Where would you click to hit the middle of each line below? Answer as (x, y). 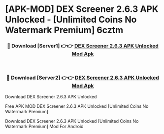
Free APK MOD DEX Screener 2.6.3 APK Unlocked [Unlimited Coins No (77, 106)
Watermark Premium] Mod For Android (44, 126)
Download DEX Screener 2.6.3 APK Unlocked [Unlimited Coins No (72, 121)
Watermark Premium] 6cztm (64, 30)
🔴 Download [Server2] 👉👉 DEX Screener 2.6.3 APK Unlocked (83, 78)
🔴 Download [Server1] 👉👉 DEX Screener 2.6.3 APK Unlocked (83, 46)
